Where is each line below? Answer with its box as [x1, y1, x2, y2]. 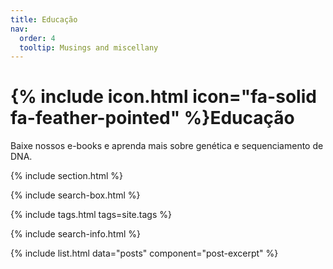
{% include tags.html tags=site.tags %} [10, 209, 172, 221]
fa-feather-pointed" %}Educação [10, 107, 295, 130]
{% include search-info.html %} [10, 228, 141, 240]
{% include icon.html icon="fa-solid [10, 86, 317, 108]
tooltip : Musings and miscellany [19, 42, 159, 53]
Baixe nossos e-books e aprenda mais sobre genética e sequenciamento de [10, 140, 324, 152]
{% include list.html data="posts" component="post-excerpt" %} [10, 247, 279, 260]
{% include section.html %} [10, 170, 124, 182]
